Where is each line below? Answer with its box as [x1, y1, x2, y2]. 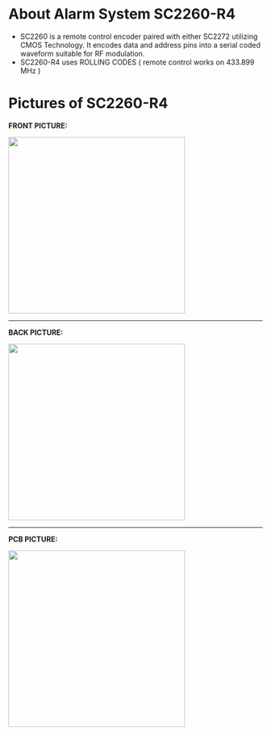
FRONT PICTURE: [8, 120, 68, 130]
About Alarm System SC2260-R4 [8, 5, 236, 23]
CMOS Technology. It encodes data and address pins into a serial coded [19, 40, 261, 49]
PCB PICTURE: [8, 534, 58, 544]
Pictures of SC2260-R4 [8, 94, 169, 113]
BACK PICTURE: [8, 328, 64, 337]
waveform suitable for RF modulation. [19, 48, 145, 58]
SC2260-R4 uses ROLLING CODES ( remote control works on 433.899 [19, 57, 255, 67]
